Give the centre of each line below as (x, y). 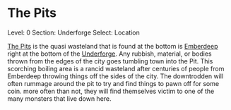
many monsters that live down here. (59, 98)
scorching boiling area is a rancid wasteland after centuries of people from (116, 68)
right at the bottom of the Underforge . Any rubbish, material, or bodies (109, 54)
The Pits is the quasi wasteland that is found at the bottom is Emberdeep (113, 46)
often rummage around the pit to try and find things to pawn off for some (113, 83)
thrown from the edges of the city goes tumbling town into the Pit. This (110, 61)
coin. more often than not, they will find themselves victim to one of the (111, 91)
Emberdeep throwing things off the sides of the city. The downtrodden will (115, 76)
